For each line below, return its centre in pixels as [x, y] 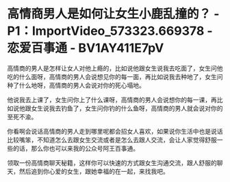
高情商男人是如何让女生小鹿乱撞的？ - [113, 14]
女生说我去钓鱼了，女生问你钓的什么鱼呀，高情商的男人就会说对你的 [127, 108]
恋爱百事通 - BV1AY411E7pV [86, 48]
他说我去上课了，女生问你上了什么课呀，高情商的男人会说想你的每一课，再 [112, 100]
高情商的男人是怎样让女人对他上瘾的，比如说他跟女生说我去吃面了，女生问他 [115, 68]
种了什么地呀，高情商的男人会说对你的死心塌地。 [76, 85]
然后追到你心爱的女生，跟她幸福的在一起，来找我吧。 [94, 171]
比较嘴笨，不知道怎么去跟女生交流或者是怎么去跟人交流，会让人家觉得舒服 [112, 140]
